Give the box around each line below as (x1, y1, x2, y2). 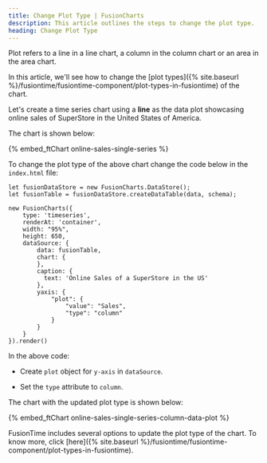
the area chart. (8, 57, 57, 66)
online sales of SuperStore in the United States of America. (8, 113, 202, 123)
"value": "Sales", (65, 303, 127, 311)
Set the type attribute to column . (19, 382, 124, 392)
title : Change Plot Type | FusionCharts (8, 11, 145, 20)
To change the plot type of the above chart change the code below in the (8, 160, 249, 169)
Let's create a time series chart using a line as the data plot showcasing (8, 105, 245, 114)
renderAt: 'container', (22, 219, 102, 227)
